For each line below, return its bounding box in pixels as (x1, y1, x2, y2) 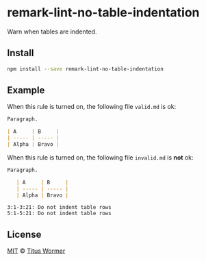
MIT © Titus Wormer (7, 247, 66, 255)
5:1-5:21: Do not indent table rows (7, 210, 112, 217)
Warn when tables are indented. (7, 27, 97, 36)
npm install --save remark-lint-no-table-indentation (7, 65, 164, 73)
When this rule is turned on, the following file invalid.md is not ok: (7, 153, 194, 162)
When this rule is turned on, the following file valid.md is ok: (7, 103, 177, 111)
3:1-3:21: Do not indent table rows (7, 204, 112, 211)
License (7, 228, 42, 240)
